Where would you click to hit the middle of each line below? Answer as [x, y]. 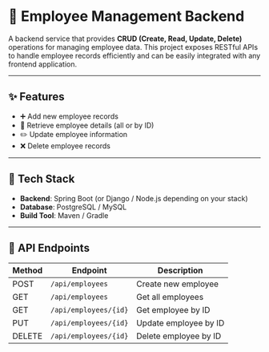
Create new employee [177, 284]
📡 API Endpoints [49, 248]
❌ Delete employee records [65, 146]
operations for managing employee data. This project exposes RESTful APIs [133, 47]
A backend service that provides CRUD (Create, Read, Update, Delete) [125, 38]
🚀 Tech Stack [42, 179]
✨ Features [36, 97]
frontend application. [43, 64]
